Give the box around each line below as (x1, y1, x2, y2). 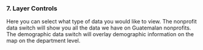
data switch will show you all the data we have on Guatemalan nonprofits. (6, 24, 191, 31)
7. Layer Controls (6, 4, 57, 13)
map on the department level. (6, 37, 81, 45)
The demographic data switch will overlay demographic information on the (6, 31, 194, 38)
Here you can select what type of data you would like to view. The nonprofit (6, 18, 197, 25)
